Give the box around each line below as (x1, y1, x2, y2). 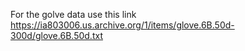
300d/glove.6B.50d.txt (10, 30, 103, 41)
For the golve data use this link (10, 9, 137, 20)
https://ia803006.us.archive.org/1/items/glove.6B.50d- (10, 19, 235, 31)
